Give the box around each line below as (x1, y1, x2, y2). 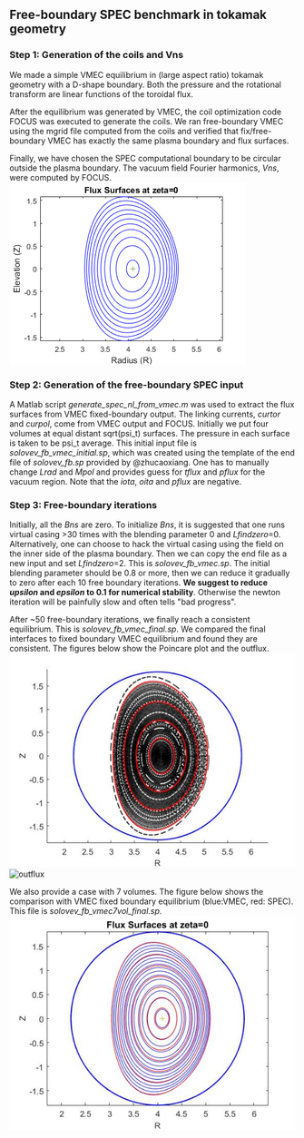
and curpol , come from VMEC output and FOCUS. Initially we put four (9, 417, 270, 429)
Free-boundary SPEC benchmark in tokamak (9, 7, 268, 23)
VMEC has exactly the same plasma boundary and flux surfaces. (47, 135, 289, 146)
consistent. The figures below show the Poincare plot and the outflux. (9, 643, 270, 654)
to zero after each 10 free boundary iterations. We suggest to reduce (9, 577, 268, 588)
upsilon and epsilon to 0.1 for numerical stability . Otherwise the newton (9, 587, 281, 598)
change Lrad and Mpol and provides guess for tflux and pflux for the (9, 466, 266, 477)
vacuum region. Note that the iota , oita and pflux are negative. (9, 476, 242, 486)
